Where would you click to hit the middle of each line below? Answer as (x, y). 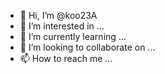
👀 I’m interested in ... (62, 26)
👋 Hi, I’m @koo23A (58, 15)
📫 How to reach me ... (66, 58)
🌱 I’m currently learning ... (73, 36)
